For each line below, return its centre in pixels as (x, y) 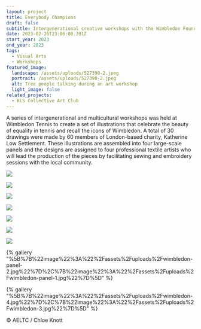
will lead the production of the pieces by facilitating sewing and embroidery (99, 156)
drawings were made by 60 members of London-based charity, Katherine (97, 137)
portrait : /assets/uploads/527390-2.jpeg (64, 78)
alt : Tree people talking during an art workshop (74, 84)
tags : (13, 51)
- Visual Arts (29, 56)
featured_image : (26, 67)
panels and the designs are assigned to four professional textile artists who (99, 150)
